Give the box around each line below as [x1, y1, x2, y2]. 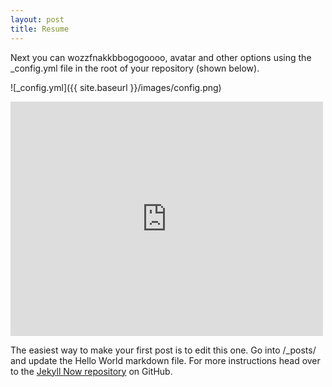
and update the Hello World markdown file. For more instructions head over [10, 354, 321, 366]
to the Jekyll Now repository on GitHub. [10, 365, 173, 377]
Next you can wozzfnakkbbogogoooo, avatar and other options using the [10, 51, 312, 63]
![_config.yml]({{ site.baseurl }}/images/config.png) [10, 81, 222, 93]
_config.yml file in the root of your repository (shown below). [10, 62, 260, 74]
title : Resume [10, 24, 70, 34]
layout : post [10, 14, 65, 25]
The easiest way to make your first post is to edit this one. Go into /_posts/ [10, 344, 317, 356]
